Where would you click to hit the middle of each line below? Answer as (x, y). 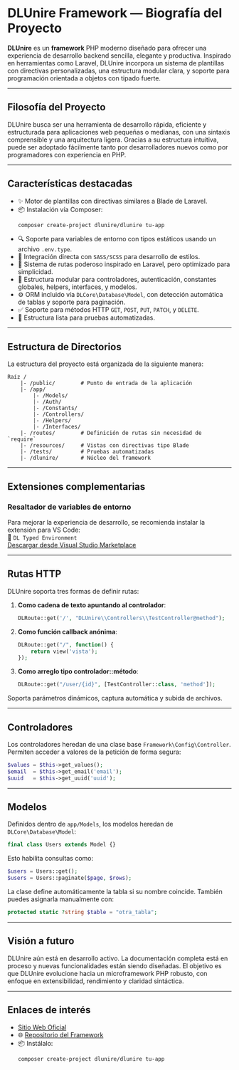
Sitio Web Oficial (42, 1027)
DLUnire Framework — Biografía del (115, 13)
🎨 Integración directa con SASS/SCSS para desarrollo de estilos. (109, 257)
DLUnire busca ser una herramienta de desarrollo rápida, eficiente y (107, 124)
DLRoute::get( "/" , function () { (65, 645)
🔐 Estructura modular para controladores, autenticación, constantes (117, 280)
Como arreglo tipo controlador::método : (78, 671)
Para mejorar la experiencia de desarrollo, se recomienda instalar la (106, 522)
